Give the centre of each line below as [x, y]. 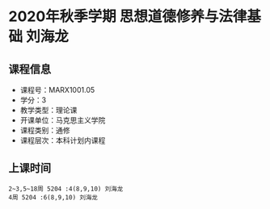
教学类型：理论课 [49, 110]
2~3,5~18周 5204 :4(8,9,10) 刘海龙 [66, 189]
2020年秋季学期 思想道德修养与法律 [128, 17]
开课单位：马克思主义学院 [63, 120]
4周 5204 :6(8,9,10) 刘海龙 [53, 197]
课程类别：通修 [45, 130]
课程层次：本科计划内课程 [63, 140]
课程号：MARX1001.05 [57, 90]
